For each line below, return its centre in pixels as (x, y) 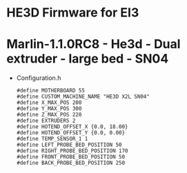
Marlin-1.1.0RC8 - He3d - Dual (93, 44)
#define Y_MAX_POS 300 (49, 109)
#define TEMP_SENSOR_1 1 (52, 139)
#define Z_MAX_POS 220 (49, 115)
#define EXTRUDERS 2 (46, 121)
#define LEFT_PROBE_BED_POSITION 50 (69, 145)
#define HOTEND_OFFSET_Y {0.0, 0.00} (71, 133)
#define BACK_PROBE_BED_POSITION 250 (71, 163)
